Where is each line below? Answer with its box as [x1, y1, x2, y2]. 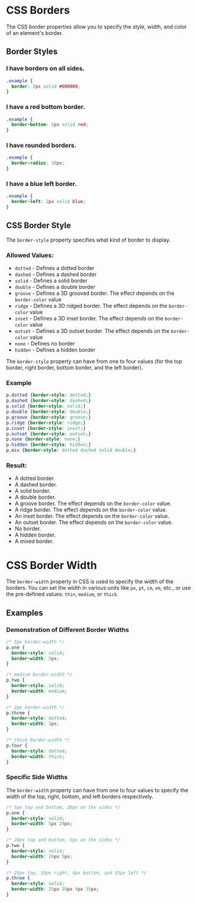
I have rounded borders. [6, 142, 77, 150]
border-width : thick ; [11, 753, 65, 760]
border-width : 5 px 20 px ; [11, 821, 73, 827]
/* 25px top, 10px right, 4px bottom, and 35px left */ [6, 870, 147, 876]
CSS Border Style [6, 220, 71, 231]
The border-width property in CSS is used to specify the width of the [6, 578, 174, 585]
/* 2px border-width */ [6, 704, 65, 711]
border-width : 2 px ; [11, 721, 60, 727]
